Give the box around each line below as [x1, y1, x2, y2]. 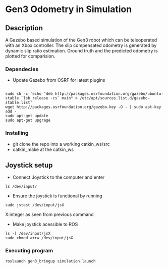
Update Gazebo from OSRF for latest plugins [12, 77, 105, 83]
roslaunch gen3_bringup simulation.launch [5, 258, 96, 263]
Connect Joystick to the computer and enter [12, 174, 105, 180]
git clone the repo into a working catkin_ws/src [12, 141, 110, 147]
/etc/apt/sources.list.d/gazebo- [80, 96, 150, 101]
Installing [5, 130, 29, 137]
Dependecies [5, 66, 39, 73]
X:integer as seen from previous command [5, 211, 94, 218]
